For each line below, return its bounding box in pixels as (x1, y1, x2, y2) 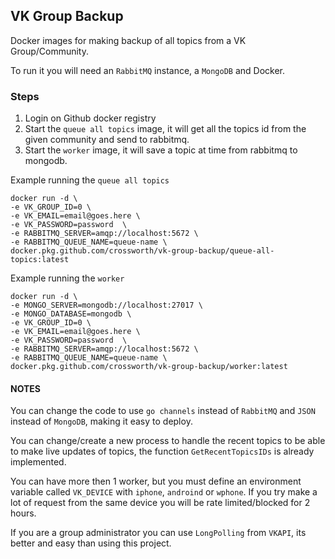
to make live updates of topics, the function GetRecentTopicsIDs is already (10, 445, 315, 458)
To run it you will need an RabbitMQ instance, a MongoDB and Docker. (10, 64, 286, 76)
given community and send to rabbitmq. (24, 134, 190, 146)
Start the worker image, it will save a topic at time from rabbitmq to (24, 144, 298, 156)
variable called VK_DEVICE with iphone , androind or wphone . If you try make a (10, 486, 318, 498)
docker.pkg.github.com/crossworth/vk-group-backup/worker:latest (10, 362, 288, 372)
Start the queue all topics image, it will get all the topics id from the (24, 123, 307, 135)
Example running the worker (10, 272, 125, 284)
